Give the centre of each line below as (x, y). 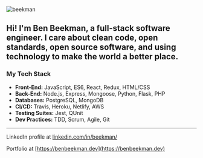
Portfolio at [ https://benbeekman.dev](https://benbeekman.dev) (85, 148)
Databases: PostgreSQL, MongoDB (59, 100)
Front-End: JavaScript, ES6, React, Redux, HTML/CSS (82, 87)
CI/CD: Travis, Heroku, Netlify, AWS (60, 107)
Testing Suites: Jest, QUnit (49, 113)
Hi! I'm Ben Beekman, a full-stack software (88, 28)
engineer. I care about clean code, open (82, 38)
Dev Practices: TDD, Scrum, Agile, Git (62, 119)
